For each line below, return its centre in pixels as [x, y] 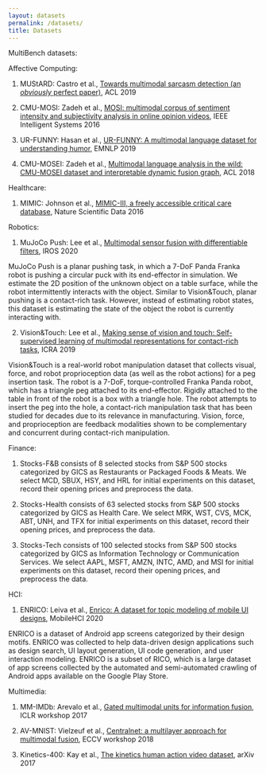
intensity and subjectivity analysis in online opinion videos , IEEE [124, 116]
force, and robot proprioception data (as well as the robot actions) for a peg [132, 373]
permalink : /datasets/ [46, 23]
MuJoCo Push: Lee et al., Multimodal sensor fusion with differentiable [133, 243]
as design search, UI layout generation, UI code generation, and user [121, 651]
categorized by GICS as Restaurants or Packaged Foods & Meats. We [133, 472]
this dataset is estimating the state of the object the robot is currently [121, 309]
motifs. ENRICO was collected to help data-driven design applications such [131, 643]
